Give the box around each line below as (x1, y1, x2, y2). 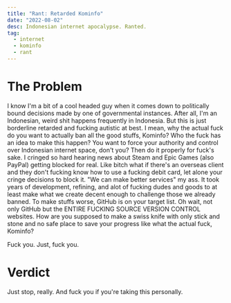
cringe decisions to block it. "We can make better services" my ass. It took (7, 175, 220, 184)
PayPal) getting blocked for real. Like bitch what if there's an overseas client (7, 160, 224, 168)
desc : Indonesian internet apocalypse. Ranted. (7, 23, 147, 30)
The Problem (7, 79, 82, 94)
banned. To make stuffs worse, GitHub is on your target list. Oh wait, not (7, 197, 213, 205)
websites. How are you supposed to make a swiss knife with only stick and (7, 212, 220, 220)
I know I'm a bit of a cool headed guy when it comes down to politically (7, 101, 210, 110)
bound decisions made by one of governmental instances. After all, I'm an (7, 109, 218, 117)
